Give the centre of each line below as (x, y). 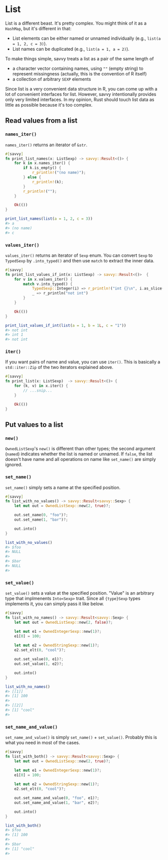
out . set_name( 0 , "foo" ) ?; (41, 515)
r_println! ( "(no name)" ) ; (59, 173)
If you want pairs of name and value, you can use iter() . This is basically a (83, 362)
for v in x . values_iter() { (43, 279)
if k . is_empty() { (42, 168)
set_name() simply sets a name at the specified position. (63, 487)
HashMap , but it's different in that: (38, 28)
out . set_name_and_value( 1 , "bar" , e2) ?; (57, 803)
